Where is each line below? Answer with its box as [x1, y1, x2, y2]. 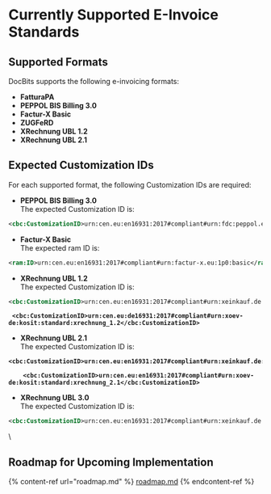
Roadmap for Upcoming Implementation [8, 455, 214, 469]
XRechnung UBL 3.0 [19, 393, 90, 403]
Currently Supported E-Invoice [8, 6, 219, 24]
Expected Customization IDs [8, 158, 155, 172]
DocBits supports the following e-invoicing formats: [8, 77, 180, 86]
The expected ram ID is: [19, 243, 100, 252]
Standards [8, 23, 80, 41]
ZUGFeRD [19, 118, 54, 127]
